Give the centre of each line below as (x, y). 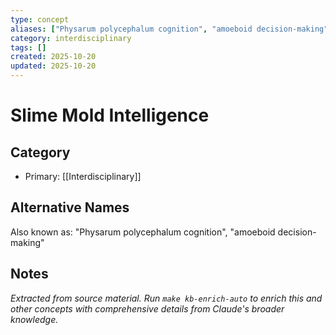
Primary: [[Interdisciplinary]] (83, 176)
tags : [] (28, 47)
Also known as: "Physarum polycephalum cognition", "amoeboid (143, 232)
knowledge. (34, 319)
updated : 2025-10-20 (53, 66)
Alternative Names (70, 207)
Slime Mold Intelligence (110, 115)
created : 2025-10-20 (53, 57)
